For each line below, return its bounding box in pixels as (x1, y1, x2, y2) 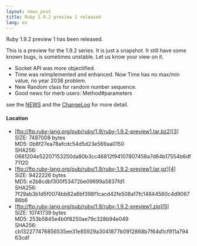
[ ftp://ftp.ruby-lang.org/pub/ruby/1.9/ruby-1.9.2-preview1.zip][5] (14, 202, 169, 210)
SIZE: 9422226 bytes (14, 171, 66, 178)
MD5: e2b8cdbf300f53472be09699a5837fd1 (14, 178, 125, 185)
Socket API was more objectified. (14, 65, 95, 72)
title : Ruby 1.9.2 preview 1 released (6, 14, 101, 20)
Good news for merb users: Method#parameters (14, 89, 132, 97)
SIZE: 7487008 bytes (14, 134, 66, 141)
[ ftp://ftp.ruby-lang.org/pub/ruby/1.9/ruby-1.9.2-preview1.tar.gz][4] (14, 165, 176, 172)
